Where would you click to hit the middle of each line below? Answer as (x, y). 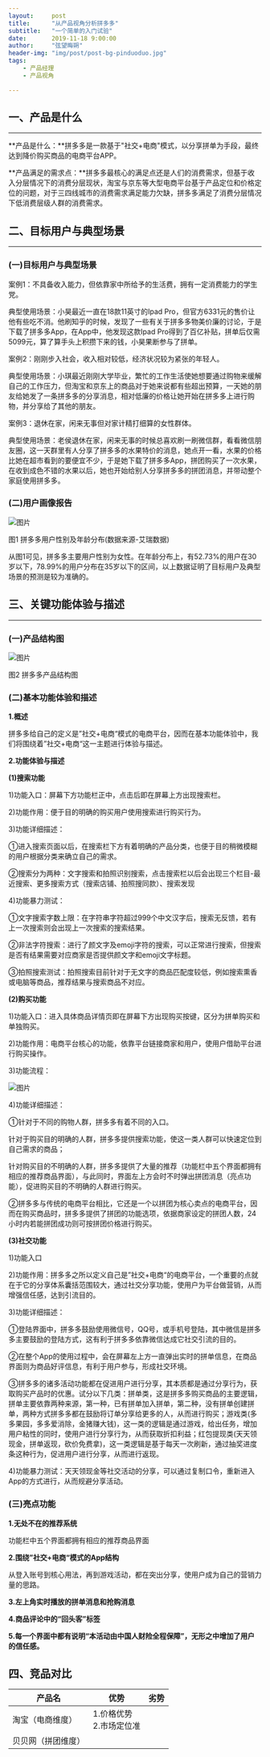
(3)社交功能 (27, 1241)
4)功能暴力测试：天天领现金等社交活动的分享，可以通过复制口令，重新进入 (132, 1471)
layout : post (37, 16)
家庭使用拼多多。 (37, 480)
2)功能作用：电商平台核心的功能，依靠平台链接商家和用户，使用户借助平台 (131, 1044)
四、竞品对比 (40, 1674)
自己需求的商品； (37, 1149)
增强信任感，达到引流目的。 (54, 1295)
